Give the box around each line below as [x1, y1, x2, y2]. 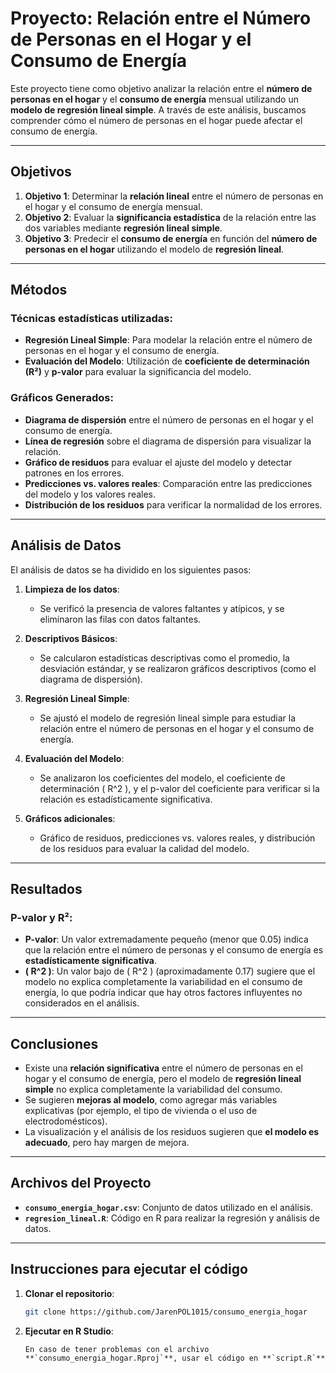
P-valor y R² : [10, 910, 73, 924]
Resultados [10, 880, 83, 897]
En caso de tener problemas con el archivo [24, 1344, 210, 1354]
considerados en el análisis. [24, 997, 140, 1009]
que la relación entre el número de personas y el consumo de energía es [24, 944, 324, 956]
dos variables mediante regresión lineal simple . [24, 222, 223, 234]
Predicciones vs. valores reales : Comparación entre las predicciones [24, 477, 313, 489]
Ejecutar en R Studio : [24, 1325, 114, 1337]
